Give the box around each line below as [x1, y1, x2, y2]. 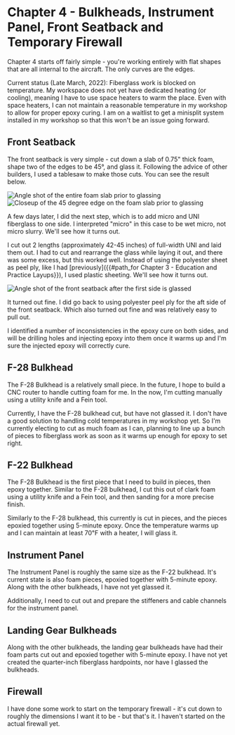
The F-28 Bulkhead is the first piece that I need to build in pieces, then [7, 478, 211, 486]
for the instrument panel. [7, 604, 79, 613]
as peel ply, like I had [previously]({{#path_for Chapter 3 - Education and [7, 263, 217, 271]
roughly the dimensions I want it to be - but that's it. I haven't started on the [7, 712, 226, 720]
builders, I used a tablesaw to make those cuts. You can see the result [7, 170, 210, 178]
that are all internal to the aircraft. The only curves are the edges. [7, 65, 195, 73]
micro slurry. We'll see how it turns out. [7, 226, 121, 236]
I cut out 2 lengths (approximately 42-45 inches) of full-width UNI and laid [7, 241, 222, 249]
